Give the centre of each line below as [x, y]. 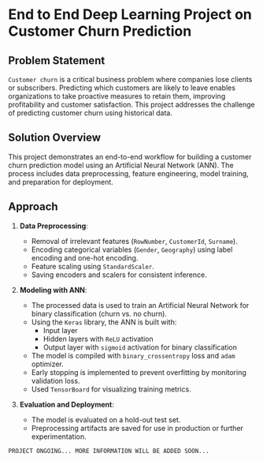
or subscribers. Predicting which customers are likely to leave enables [122, 88]
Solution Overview [54, 138]
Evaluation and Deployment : [67, 404]
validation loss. [56, 380]
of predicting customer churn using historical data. [91, 113]
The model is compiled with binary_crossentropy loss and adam [133, 355]
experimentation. [59, 437]
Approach [33, 207]
